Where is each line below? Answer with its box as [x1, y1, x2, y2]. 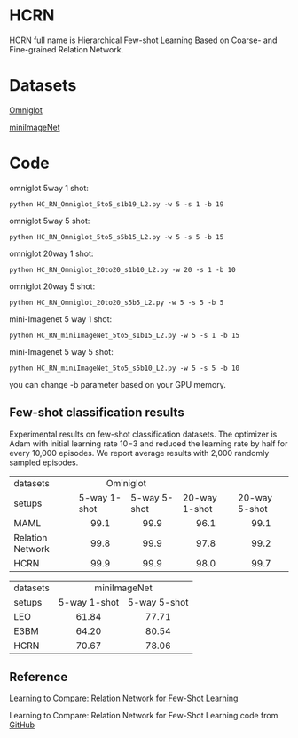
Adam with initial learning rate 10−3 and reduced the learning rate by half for [9, 437, 288, 449]
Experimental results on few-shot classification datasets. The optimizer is [9, 429, 278, 439]
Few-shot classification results [9, 405, 184, 421]
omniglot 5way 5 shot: [9, 215, 90, 226]
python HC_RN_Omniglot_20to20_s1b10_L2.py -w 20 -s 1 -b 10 [9, 265, 237, 274]
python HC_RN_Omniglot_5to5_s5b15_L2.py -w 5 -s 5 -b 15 [9, 232, 224, 241]
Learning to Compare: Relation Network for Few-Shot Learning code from [9, 710, 278, 721]
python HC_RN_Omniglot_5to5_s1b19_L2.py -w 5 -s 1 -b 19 [9, 199, 224, 209]
